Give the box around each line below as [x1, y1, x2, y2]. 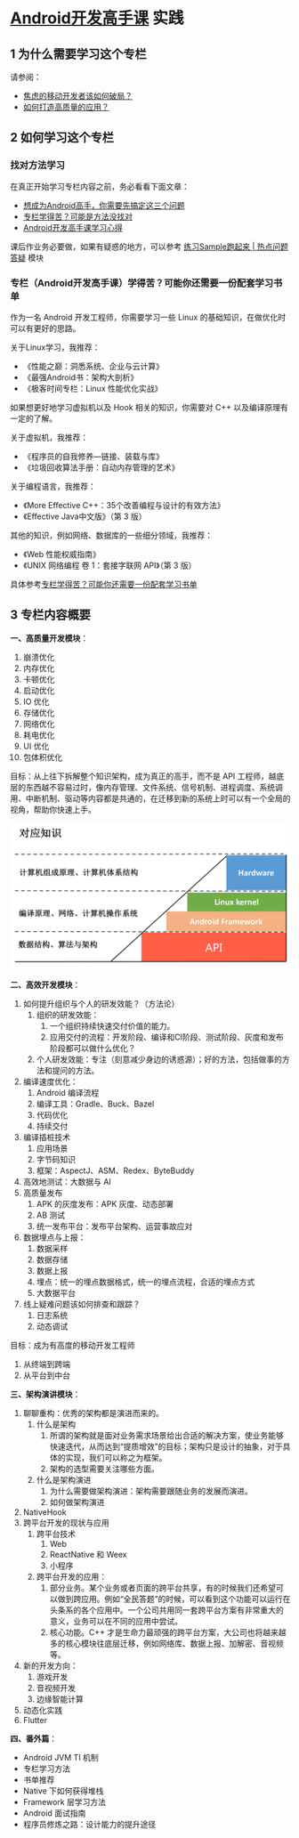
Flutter [22, 1714, 48, 1725]
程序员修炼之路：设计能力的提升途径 [22, 1818, 157, 1829]
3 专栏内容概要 [10, 607, 92, 623]
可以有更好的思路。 [10, 322, 81, 334]
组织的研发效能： [36, 1009, 100, 1020]
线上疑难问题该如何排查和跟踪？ [22, 1299, 141, 1309]
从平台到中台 [22, 1370, 70, 1381]
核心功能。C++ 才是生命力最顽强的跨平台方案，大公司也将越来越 [49, 1626, 287, 1638]
